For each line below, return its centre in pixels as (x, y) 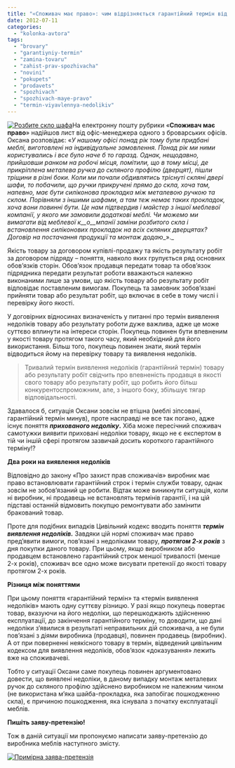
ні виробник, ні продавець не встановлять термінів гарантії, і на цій (109, 497)
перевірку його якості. (41, 303)
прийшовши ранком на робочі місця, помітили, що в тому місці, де (108, 162)
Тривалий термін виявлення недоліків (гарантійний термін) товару (124, 367)
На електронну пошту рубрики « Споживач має (144, 125)
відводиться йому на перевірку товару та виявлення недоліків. (102, 353)
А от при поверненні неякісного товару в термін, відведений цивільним (115, 642)
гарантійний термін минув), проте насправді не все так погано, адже (111, 418)
